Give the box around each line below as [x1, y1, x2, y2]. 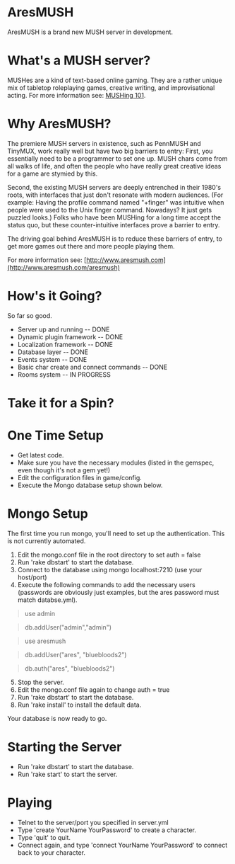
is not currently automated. [7, 536, 86, 545]
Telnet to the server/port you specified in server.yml [17, 818, 169, 826]
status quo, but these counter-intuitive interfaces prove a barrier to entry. [7, 220, 220, 229]
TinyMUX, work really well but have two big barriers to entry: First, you [7, 147, 213, 155]
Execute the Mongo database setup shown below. [17, 481, 163, 489]
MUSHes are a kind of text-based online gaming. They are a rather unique [7, 76, 222, 84]
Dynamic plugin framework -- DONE [17, 332, 123, 341]
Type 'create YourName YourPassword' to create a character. [17, 826, 196, 834]
